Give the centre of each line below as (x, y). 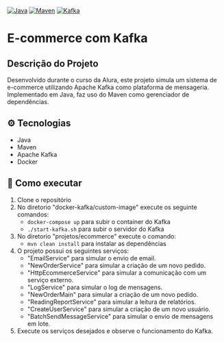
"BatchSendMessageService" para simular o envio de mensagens (120, 316)
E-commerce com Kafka (77, 38)
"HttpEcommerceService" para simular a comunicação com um (117, 272)
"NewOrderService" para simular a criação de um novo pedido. (116, 265)
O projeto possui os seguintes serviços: (73, 251)
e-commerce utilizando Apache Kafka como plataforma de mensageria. (108, 87)
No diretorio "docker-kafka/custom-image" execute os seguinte (107, 207)
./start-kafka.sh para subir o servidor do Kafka (96, 229)
